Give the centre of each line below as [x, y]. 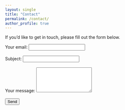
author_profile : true [27, 23]
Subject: [13, 59]
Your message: [20, 91]
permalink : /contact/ [27, 19]
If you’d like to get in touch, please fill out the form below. [63, 37]
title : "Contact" [23, 14]
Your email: [16, 47]
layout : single [21, 10]
